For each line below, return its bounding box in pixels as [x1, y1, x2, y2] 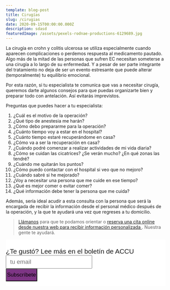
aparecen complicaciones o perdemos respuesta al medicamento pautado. [6, 50, 163, 56]
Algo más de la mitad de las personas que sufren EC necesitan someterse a [6, 56, 164, 62]
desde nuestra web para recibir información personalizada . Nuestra [18, 224, 161, 230]
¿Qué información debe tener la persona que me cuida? [13, 188, 130, 194]
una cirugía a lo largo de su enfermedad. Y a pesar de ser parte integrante [6, 62, 161, 67]
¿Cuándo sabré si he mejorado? [13, 172, 80, 178]
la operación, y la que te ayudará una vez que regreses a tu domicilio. [6, 209, 151, 215]
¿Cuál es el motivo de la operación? [13, 112, 88, 119]
